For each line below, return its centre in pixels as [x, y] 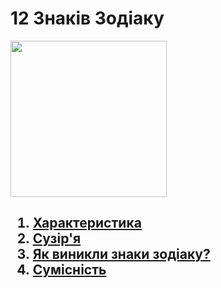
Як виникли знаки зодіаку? [121, 254]
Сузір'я [57, 238]
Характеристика [87, 223]
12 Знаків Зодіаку [87, 18]
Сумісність [69, 270]
